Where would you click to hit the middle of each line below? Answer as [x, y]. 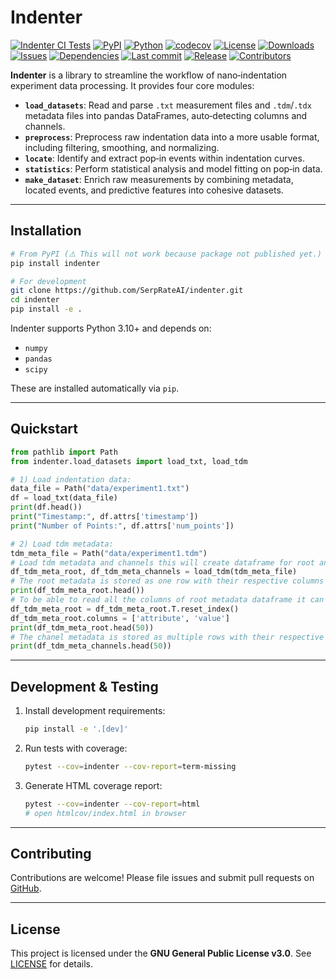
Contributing [51, 854]
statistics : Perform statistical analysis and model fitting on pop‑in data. [173, 168]
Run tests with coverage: [76, 748]
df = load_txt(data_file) [64, 498]
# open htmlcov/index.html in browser [105, 813]
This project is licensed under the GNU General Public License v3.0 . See [161, 953]
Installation [46, 231]
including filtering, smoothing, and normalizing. [122, 147]
